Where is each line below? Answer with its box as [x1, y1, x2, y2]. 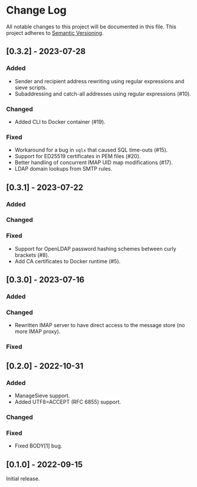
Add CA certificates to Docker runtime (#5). [14, 257, 121, 264]
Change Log [6, 4, 67, 17]
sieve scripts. [14, 84, 47, 91]
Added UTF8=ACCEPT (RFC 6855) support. [14, 398, 122, 405]
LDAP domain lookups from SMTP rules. [14, 165, 113, 172]
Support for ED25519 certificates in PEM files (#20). [14, 153, 141, 160]
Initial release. [6, 475, 40, 482]
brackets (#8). [14, 251, 50, 259]
